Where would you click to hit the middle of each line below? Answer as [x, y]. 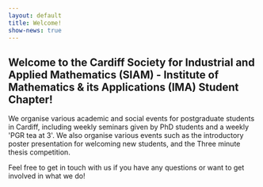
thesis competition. [40, 152]
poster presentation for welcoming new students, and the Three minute [124, 144]
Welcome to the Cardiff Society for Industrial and [131, 62]
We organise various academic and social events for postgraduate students [131, 119]
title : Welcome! [35, 23]
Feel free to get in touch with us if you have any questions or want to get [126, 168]
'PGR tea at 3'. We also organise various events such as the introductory [126, 135]
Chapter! [30, 99]
